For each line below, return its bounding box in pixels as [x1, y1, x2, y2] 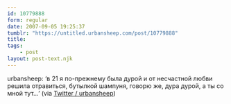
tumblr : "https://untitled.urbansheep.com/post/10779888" [7, 29, 178, 37]
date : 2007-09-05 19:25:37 [7, 23, 85, 30]
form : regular [7, 17, 49, 24]
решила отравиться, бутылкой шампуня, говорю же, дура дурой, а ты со [7, 81, 224, 90]
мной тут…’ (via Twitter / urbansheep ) [7, 89, 116, 97]
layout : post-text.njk [7, 55, 73, 62]
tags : [7, 42, 23, 49]
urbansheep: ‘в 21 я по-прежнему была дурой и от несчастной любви [7, 74, 213, 83]
